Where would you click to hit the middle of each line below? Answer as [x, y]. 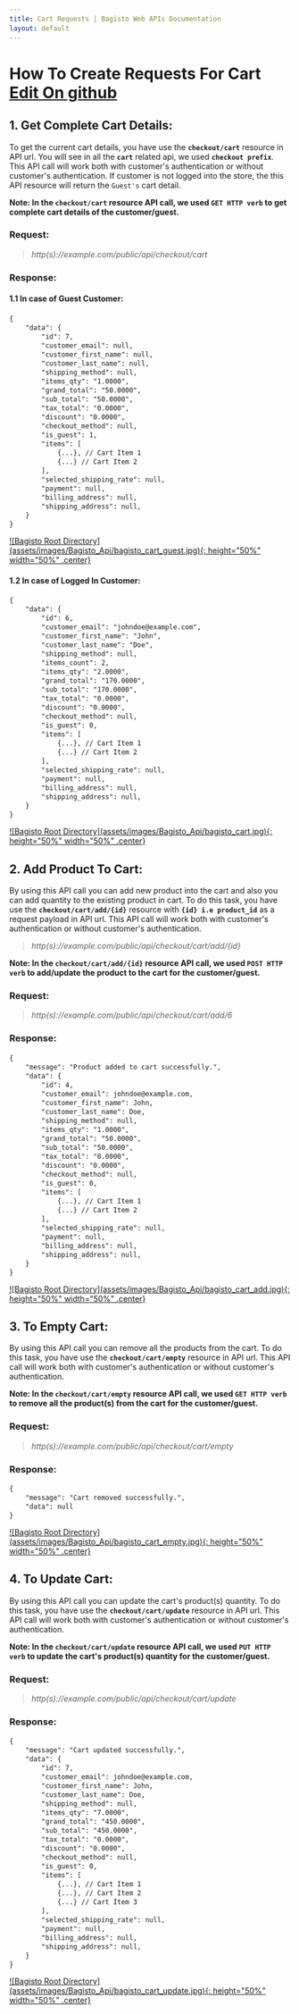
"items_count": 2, [75, 663]
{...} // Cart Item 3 [97, 1902]
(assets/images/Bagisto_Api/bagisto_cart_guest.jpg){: [108, 550]
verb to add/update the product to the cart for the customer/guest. [135, 972]
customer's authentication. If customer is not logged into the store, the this [146, 175]
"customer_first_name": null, [97, 354]
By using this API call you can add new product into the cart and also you [144, 890]
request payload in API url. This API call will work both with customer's [139, 919]
